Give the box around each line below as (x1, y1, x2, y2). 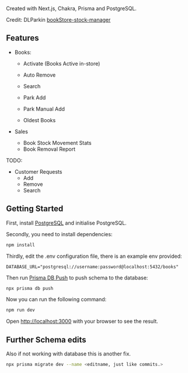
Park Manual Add (23, 105, 65, 112)
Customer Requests (14, 168, 62, 175)
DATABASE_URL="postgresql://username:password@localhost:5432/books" (6, 264, 179, 270)
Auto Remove (23, 71, 56, 78)
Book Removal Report (23, 146, 76, 153)
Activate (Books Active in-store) (23, 60, 100, 67)
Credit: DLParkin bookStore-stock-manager (6, 16, 111, 23)
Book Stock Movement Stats (23, 139, 92, 146)
